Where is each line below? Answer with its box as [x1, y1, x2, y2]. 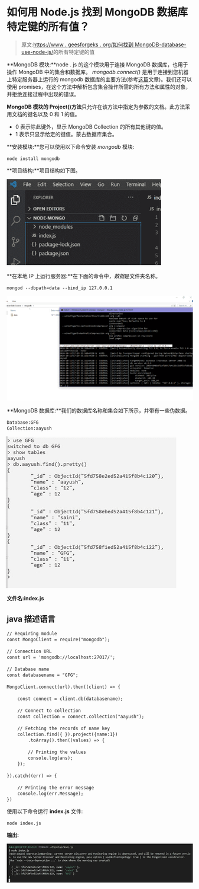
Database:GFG [6, 420, 39, 426]
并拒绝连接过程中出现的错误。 [6, 90, 79, 98]
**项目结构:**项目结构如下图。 [6, 167, 81, 174]
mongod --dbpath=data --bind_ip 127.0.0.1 [6, 285, 113, 291]
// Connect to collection [17, 708, 81, 714]
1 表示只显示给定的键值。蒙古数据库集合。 [15, 130, 118, 137]
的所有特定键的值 [53, 48, 95, 55]
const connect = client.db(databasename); [17, 696, 123, 702]
